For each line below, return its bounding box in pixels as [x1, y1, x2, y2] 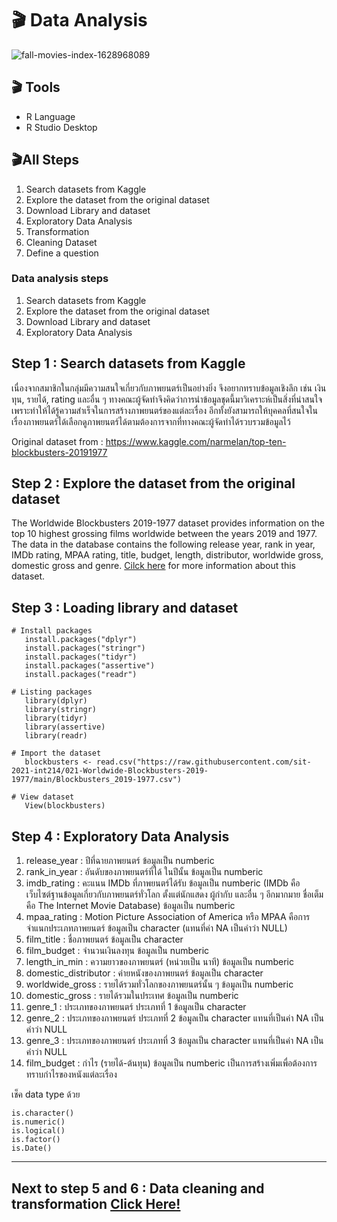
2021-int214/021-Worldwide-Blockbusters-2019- [11, 766, 209, 776]
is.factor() [11, 1135, 61, 1145]
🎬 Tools [11, 79, 61, 96]
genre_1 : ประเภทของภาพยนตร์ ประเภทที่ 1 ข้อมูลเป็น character [25, 1001, 247, 1013]
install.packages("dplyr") [24, 635, 138, 645]
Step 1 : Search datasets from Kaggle [11, 355, 246, 372]
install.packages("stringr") [24, 643, 146, 654]
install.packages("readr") [24, 670, 138, 680]
